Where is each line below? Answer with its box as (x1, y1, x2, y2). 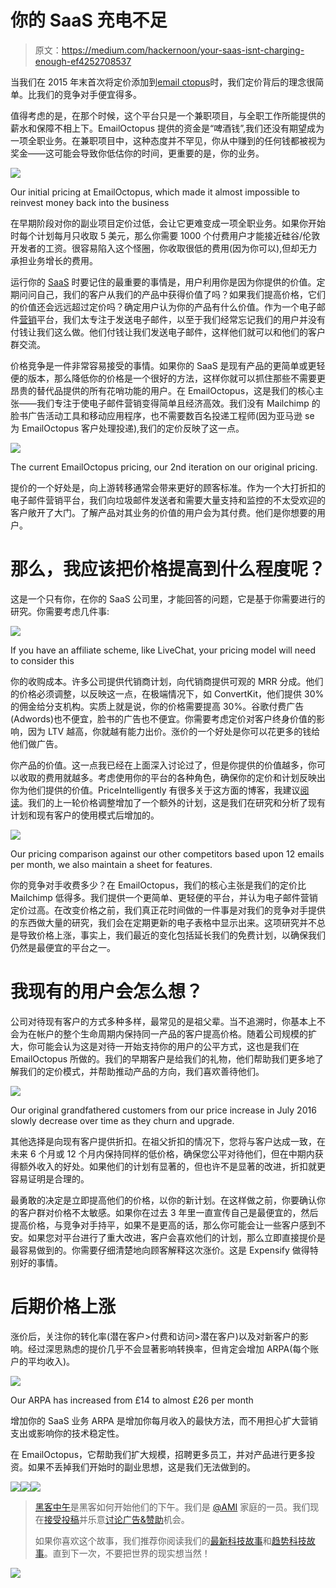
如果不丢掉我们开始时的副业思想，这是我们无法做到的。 (27, 1461, 256, 1473)
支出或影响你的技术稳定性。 (10, 1427, 125, 1439)
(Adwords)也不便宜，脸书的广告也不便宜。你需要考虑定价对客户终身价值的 (10, 712, 317, 725)
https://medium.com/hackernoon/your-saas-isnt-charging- (61, 44, 305, 56)
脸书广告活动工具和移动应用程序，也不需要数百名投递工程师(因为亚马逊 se (10, 409, 315, 421)
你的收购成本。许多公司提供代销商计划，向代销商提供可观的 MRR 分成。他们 (10, 675, 324, 687)
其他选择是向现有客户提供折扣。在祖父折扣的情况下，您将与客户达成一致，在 (10, 1135, 326, 1147)
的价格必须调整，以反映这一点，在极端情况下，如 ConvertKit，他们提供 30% (10, 687, 325, 700)
